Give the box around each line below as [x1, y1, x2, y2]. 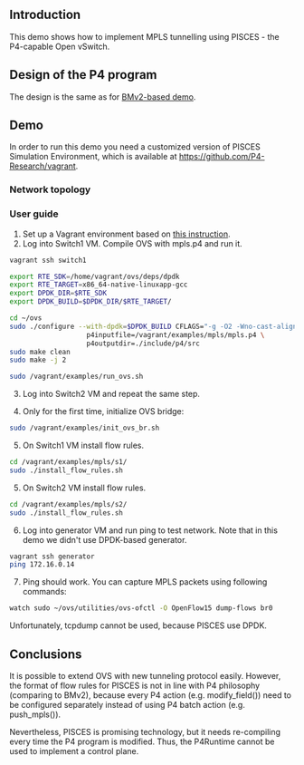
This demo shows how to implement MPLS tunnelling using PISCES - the [9, 31, 280, 42]
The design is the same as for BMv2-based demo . [9, 91, 196, 102]
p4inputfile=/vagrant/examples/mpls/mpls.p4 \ [86, 330, 265, 339]
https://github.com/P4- [178, 151, 265, 162]
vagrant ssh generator [9, 552, 95, 561]
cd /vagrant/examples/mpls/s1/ [9, 458, 128, 467]
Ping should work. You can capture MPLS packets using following [22, 576, 268, 587]
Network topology [9, 183, 91, 196]
